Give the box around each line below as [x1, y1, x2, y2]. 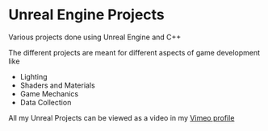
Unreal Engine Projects [8, 6, 165, 24]
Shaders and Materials [19, 80, 95, 90]
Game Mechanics [19, 88, 79, 98]
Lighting [19, 72, 48, 81]
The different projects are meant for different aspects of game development [8, 47, 261, 57]
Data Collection [19, 97, 72, 107]
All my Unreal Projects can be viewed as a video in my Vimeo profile [8, 113, 235, 122]
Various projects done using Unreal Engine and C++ [8, 32, 182, 42]
